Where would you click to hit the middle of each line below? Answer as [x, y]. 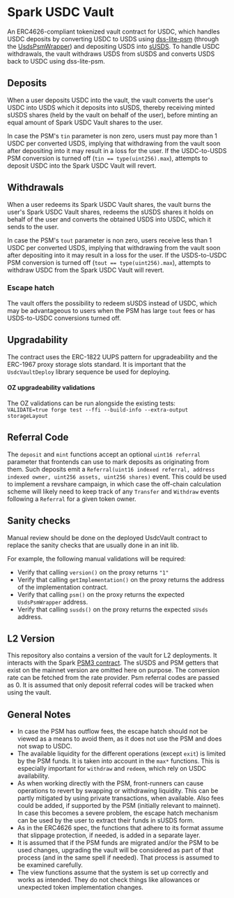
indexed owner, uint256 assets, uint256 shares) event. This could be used [117, 477]
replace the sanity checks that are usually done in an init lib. [93, 545]
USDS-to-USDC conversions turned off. [64, 318]
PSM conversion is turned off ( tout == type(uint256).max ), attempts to [109, 262]
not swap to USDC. [45, 746]
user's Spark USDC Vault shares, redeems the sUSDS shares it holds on [110, 212]
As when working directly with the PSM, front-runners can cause [110, 783]
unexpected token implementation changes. [80, 888]
